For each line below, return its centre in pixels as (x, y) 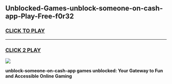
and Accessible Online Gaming (39, 76)
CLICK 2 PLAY (23, 50)
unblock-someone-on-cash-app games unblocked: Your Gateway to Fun (84, 70)
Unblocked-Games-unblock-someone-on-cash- (84, 8)
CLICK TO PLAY (25, 31)
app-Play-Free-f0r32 (40, 17)
